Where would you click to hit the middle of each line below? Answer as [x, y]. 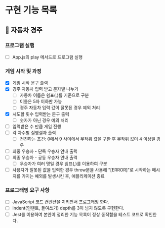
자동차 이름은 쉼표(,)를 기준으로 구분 [54, 95]
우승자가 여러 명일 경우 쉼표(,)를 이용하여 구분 [63, 164]
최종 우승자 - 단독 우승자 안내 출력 [45, 151]
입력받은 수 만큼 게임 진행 [37, 126]
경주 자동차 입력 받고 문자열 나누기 [45, 89]
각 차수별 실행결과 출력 [34, 132]
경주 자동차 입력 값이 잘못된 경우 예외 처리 [60, 108]
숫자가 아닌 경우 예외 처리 [44, 120]
